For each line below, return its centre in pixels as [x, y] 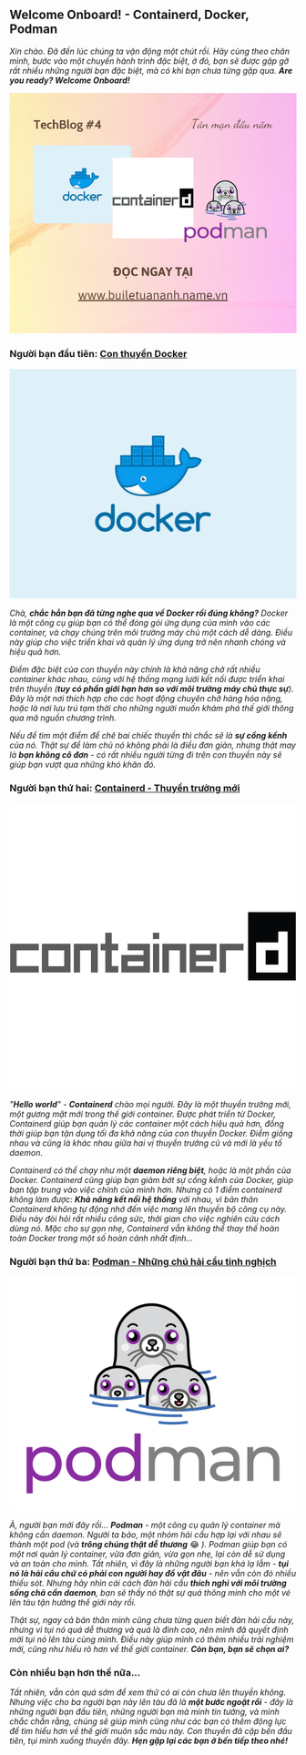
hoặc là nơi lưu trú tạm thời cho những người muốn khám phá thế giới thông [152, 708]
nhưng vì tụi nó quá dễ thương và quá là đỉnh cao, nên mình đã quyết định [149, 1629]
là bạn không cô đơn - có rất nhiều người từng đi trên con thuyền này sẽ [146, 754]
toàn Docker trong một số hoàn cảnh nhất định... [102, 1238]
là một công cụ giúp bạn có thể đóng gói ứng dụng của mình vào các [140, 622]
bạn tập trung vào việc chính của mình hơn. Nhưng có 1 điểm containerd [146, 1189]
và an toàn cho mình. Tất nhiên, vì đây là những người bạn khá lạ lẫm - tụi [149, 1563]
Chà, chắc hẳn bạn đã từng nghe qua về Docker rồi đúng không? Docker [149, 613]
